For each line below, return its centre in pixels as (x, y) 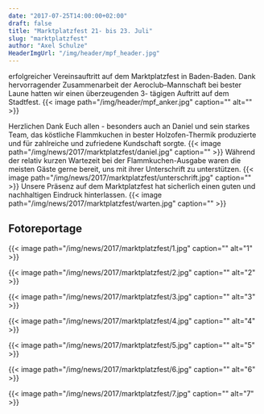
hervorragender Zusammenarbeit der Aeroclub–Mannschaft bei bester (125, 85)
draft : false (30, 23)
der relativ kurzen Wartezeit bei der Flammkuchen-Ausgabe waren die (125, 161)
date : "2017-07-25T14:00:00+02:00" (68, 16)
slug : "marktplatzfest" (48, 38)
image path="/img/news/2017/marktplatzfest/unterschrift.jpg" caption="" (130, 178)
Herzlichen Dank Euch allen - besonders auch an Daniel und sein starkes (129, 126)
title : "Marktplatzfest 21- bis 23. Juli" (80, 31)
